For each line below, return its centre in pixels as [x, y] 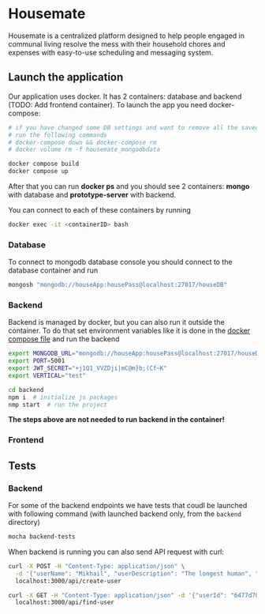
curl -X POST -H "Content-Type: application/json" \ [97, 566]
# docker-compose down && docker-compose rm [82, 142]
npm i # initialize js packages [63, 397]
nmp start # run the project [58, 405]
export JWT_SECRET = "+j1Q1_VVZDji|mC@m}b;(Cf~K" [88, 368]
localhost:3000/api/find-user [65, 603]
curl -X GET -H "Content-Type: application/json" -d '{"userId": [118, 595]
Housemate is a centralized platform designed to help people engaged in [127, 36]
